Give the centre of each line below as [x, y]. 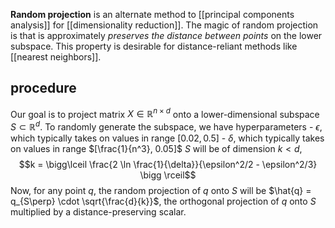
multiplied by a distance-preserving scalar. [98, 212]
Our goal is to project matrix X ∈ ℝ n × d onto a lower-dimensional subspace [165, 113]
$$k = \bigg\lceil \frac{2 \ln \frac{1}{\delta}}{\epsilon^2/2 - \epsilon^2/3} [168, 165]
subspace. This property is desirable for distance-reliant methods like [154, 46]
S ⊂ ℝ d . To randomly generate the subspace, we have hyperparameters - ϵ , [166, 126]
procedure [43, 88]
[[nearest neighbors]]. [56, 57]
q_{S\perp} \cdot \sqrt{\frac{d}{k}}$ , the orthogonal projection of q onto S [163, 201]
